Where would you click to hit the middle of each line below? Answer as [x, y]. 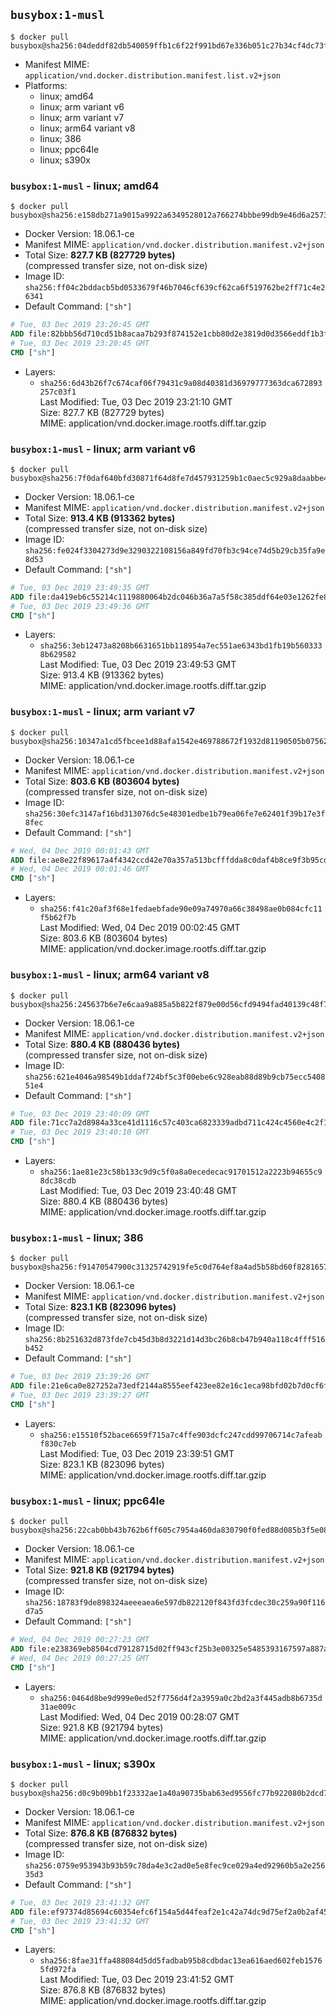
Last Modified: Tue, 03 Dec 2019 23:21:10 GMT [136, 401]
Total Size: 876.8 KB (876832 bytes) [101, 1833]
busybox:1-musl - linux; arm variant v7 [103, 712]
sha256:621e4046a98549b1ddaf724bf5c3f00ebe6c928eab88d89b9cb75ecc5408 [175, 1077]
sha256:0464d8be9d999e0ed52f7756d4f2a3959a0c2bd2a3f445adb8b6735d [181, 1698]
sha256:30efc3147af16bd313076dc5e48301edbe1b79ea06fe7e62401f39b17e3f [175, 814]
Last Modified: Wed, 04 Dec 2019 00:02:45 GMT [140, 928]
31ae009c [58, 1707]
